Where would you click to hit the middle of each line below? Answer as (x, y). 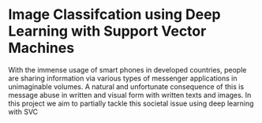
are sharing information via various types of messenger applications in (123, 78)
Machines (41, 48)
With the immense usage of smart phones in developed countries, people (127, 69)
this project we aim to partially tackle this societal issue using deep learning (131, 103)
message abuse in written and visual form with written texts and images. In (130, 95)
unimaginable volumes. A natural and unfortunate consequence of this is (126, 86)
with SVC (23, 111)
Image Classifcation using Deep (114, 15)
